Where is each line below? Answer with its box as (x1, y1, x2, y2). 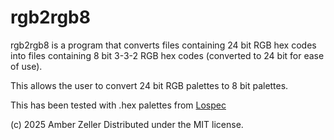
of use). (10, 60, 43, 72)
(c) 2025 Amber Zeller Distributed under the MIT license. (10, 118, 244, 130)
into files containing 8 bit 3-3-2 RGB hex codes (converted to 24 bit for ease (10, 49, 325, 61)
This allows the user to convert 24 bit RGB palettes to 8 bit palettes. (10, 79, 289, 91)
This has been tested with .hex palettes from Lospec (10, 99, 227, 111)
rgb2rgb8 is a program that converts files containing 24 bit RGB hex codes (10, 39, 317, 51)
